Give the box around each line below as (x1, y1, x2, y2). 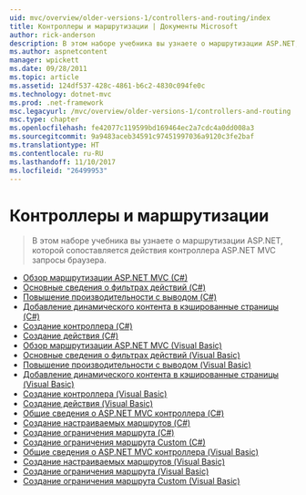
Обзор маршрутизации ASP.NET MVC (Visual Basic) (22, 340, 223, 351)
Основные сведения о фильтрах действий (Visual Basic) (22, 350, 241, 361)
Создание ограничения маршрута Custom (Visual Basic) (22, 476, 240, 487)
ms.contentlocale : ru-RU (9, 149, 104, 158)
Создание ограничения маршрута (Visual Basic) (22, 466, 209, 477)
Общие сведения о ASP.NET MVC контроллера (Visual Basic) (22, 447, 260, 458)
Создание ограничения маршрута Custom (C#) (22, 437, 207, 448)
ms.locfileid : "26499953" (9, 166, 107, 175)
